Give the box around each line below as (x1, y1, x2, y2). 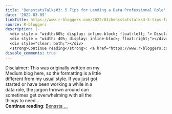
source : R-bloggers (5, 22, 47, 27)
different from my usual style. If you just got (5, 75, 98, 82)
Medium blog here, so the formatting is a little (5, 70, 101, 76)
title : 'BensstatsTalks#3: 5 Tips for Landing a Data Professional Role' (5, 7, 166, 13)
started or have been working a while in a (5, 81, 93, 87)
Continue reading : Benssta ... (5, 103, 68, 109)
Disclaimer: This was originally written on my (5, 65, 100, 71)
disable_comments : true (5, 50, 56, 55)
